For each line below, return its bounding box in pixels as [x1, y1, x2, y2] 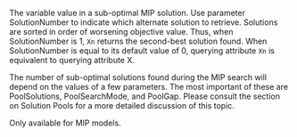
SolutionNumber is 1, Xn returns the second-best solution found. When [9, 36, 268, 46]
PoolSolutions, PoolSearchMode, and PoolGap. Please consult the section [9, 91, 281, 101]
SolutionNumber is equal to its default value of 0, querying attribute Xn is [9, 45, 275, 56]
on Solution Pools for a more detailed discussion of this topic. [9, 101, 235, 110]
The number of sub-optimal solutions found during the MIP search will [9, 72, 268, 83]
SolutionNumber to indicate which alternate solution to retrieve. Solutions [9, 17, 278, 28]
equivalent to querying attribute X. [9, 55, 136, 65]
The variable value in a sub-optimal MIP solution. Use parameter [9, 8, 245, 18]
